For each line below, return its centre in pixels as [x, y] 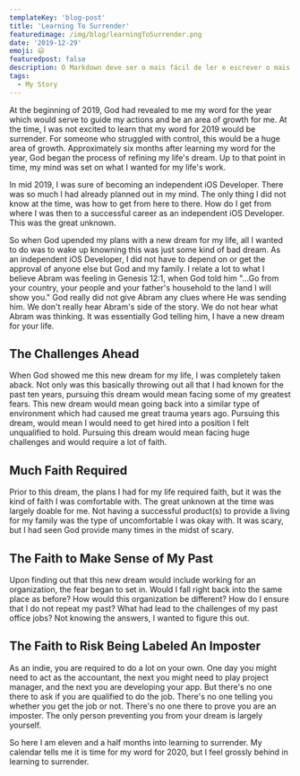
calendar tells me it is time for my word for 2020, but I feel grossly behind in [149, 752]
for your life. [32, 326]
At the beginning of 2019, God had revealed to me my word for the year [141, 109]
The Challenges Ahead [74, 354]
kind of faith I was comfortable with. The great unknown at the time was [142, 501]
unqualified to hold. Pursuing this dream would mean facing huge [130, 432]
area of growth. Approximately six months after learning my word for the [142, 148]
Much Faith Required [69, 471]
